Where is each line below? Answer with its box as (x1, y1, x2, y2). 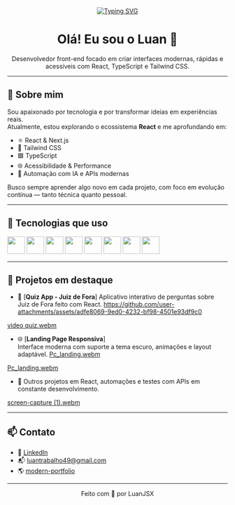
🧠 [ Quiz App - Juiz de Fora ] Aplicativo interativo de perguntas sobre (17, 292, 215, 301)
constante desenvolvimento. (17, 385, 99, 393)
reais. (7, 115, 24, 123)
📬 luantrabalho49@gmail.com (17, 456, 107, 465)
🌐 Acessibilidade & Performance (17, 161, 112, 170)
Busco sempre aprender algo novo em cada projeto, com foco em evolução (7, 182, 225, 191)
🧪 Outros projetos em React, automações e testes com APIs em (17, 377, 201, 386)
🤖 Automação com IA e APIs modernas (17, 169, 129, 177)
